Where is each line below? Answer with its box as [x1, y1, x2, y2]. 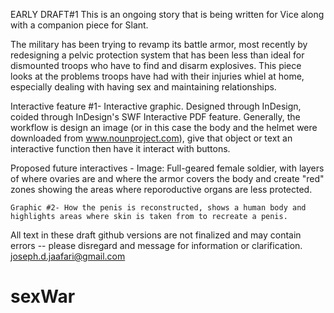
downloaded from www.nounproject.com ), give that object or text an [10, 132, 293, 144]
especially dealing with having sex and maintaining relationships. [10, 81, 277, 93]
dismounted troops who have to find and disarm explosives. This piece [10, 60, 302, 71]
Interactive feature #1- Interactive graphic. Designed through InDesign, [10, 100, 302, 112]
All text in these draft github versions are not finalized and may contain [10, 229, 302, 241]
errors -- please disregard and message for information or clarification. [10, 240, 303, 251]
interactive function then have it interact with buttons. [10, 143, 231, 154]
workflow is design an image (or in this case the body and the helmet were [10, 122, 318, 133]
